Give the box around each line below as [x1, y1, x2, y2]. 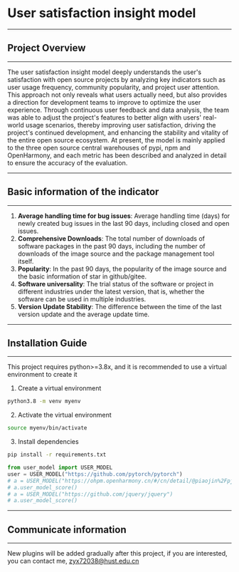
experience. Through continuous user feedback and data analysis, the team [7, 105, 230, 114]
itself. [17, 256, 34, 265]
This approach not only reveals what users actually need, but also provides [7, 90, 228, 99]
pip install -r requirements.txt [7, 451, 107, 459]
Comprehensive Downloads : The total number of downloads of [17, 234, 205, 243]
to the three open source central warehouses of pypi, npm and [7, 143, 191, 152]
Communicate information [7, 524, 127, 536]
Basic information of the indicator [7, 186, 159, 198]
